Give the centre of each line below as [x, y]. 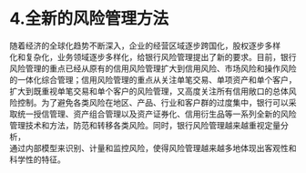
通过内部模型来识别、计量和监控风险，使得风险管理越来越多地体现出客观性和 [153, 148]
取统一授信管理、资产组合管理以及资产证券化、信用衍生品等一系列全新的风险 [153, 114]
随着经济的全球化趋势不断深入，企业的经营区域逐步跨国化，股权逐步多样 [145, 46]
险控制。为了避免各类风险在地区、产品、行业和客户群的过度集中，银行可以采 [153, 102]
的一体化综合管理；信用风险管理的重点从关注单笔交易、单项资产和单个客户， [153, 79]
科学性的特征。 [37, 159]
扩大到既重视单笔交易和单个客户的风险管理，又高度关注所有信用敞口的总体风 [153, 91]
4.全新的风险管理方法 [89, 19]
